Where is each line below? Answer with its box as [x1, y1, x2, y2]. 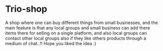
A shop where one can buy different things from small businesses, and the [5, 20, 158, 25]
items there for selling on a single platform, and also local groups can [5, 30, 147, 36]
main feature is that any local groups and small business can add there [5, 25, 151, 30]
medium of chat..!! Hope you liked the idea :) [5, 40, 96, 46]
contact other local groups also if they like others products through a [5, 35, 146, 41]
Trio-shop [5, 3, 47, 15]
